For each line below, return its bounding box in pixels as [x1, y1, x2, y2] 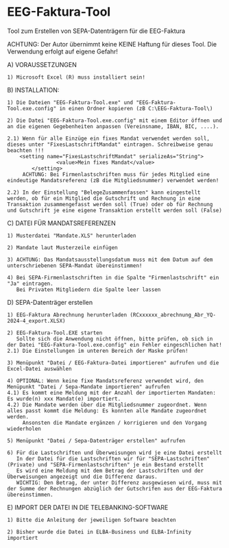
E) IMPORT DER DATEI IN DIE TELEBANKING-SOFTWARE [7, 503, 169, 511]
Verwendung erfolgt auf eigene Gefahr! [7, 47, 119, 55]
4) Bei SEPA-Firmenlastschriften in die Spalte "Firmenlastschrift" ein [7, 274, 219, 281]
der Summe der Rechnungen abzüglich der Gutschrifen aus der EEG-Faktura [7, 485, 223, 492]
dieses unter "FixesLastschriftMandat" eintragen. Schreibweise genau [7, 141, 213, 148]
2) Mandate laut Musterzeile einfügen [7, 244, 118, 251]
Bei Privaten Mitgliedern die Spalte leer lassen [16, 286, 161, 293]
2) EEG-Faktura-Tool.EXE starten [7, 329, 103, 336]
